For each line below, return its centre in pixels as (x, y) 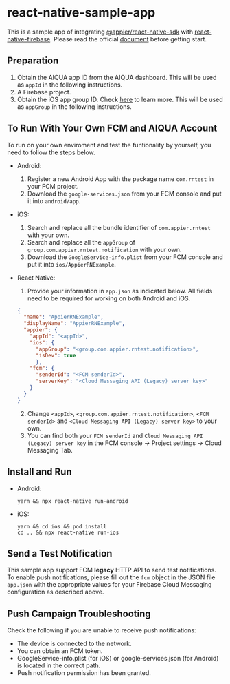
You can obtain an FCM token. (60, 651)
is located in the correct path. (59, 665)
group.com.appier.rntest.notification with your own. (104, 249)
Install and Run (39, 472)
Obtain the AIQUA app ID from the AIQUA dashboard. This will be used (117, 77)
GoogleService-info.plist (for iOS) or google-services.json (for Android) (118, 659)
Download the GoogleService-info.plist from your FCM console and (125, 257)
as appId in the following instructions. (70, 85)
